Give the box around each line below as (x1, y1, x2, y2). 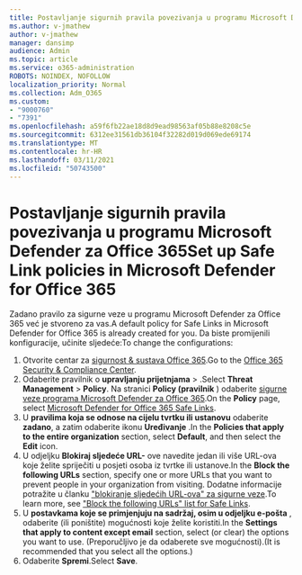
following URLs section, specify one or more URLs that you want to (22, 470, 272, 481)
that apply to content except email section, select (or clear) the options (22, 527, 289, 538)
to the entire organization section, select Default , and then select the (22, 431, 281, 442)
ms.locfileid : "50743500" (9, 164, 106, 173)
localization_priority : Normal (9, 80, 127, 89)
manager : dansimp (9, 38, 75, 48)
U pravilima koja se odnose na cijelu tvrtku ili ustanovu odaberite (22, 412, 269, 423)
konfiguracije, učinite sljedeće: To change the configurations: (9, 337, 234, 348)
